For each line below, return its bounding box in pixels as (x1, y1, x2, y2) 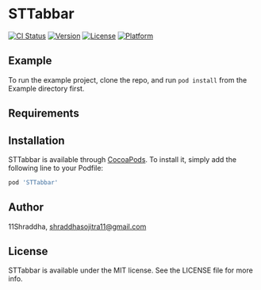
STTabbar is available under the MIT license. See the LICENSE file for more (8, 265, 254, 275)
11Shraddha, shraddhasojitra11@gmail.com (8, 222, 147, 231)
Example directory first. (8, 83, 85, 93)
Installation (8, 133, 65, 147)
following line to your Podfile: (8, 163, 104, 172)
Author (8, 200, 44, 215)
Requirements (8, 106, 79, 120)
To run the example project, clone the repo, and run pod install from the (8, 75, 248, 84)
